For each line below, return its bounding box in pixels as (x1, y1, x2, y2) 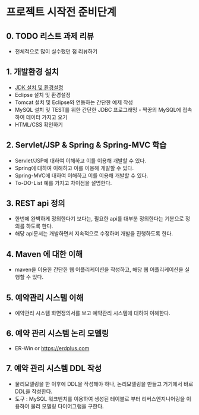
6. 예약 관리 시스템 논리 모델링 (6, 328, 109, 339)
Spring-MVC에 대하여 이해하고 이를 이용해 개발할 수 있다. (14, 172, 149, 179)
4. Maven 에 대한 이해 (6, 249, 83, 259)
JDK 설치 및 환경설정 (14, 84, 64, 91)
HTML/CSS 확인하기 (14, 121, 64, 128)
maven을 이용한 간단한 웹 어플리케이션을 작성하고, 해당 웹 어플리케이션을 (14, 266, 184, 273)
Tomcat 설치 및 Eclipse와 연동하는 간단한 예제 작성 (14, 99, 134, 106)
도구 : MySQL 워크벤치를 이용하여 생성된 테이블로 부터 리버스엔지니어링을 (14, 395, 185, 402)
